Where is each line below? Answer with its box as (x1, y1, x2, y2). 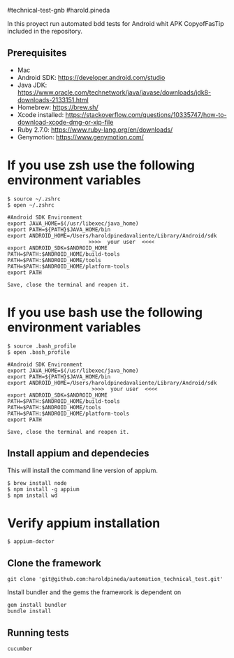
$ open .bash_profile (7, 348, 71, 356)
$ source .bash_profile (7, 343, 77, 350)
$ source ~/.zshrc (7, 196, 61, 203)
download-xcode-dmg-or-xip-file (17, 118, 114, 126)
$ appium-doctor (7, 538, 54, 545)
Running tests (7, 626, 70, 638)
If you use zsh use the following (7, 158, 196, 173)
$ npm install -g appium (7, 486, 80, 493)
